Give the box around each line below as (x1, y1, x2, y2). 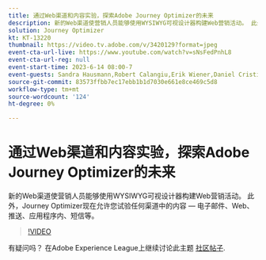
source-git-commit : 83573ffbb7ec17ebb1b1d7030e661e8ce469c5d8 (8, 78, 218, 86)
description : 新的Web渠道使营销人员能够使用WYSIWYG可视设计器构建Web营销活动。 (8, 19, 248, 27)
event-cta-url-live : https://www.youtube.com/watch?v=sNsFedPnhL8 (8, 48, 232, 56)
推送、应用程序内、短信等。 (8, 211, 99, 220)
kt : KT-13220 (8, 33, 51, 42)
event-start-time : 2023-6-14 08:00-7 (8, 63, 133, 71)
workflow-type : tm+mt (8, 85, 80, 94)
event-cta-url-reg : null (8, 56, 90, 64)
